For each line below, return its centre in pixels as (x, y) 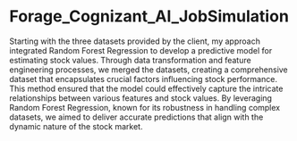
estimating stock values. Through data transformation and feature (131, 60)
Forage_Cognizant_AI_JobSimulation (149, 17)
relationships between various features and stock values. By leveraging (141, 98)
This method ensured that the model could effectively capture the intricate (146, 88)
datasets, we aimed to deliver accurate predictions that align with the (136, 117)
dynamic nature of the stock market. (76, 126)
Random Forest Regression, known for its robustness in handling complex (144, 107)
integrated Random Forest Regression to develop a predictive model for (141, 50)
